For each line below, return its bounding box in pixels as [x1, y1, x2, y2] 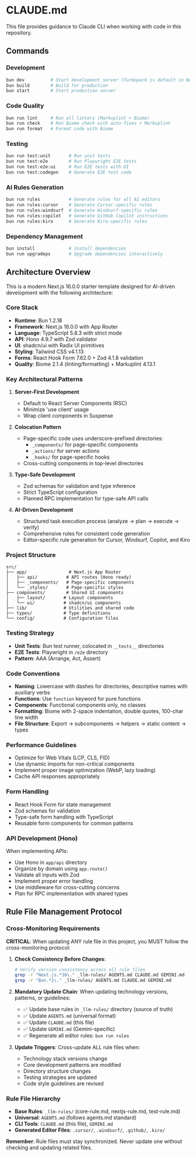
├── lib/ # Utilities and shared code [6, 605, 134, 611]
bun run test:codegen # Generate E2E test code [6, 169, 132, 176]
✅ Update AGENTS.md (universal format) [23, 1012, 116, 1019]
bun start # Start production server [6, 88, 116, 94]
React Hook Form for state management [14, 801, 111, 808]
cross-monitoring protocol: [6, 944, 71, 951]
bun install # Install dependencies [6, 245, 127, 251]
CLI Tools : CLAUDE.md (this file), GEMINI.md [14, 1120, 113, 1128]
